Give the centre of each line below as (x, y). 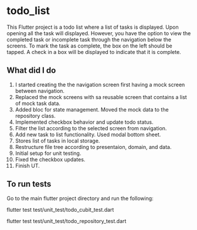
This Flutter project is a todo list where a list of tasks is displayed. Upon (93, 27)
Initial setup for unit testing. (48, 153)
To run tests (29, 184)
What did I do (31, 71)
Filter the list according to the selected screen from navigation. (91, 128)
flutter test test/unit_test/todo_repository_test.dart (67, 221)
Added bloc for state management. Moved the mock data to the (92, 109)
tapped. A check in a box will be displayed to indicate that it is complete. (94, 52)
